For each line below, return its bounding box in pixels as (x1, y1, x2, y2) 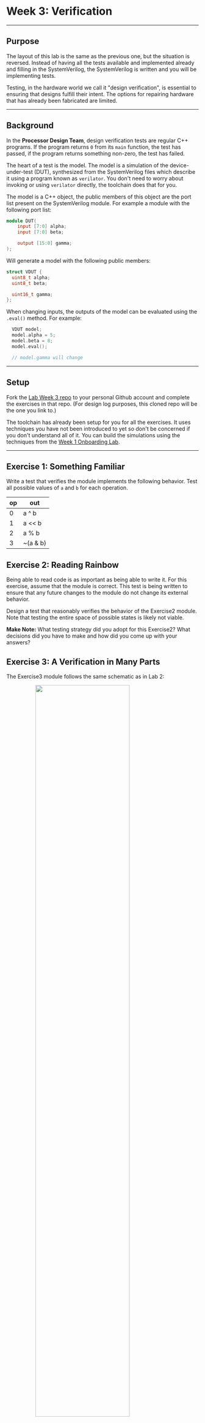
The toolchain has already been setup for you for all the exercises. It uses (6, 418, 191, 426)
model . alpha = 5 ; (12, 332, 56, 338)
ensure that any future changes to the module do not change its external (6, 589, 189, 597)
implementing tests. (6, 72, 56, 79)
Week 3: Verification (6, 4, 113, 18)
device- (170, 161, 189, 169)
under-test (6, 168, 34, 175)
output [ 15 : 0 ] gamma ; (17, 240, 72, 246)
